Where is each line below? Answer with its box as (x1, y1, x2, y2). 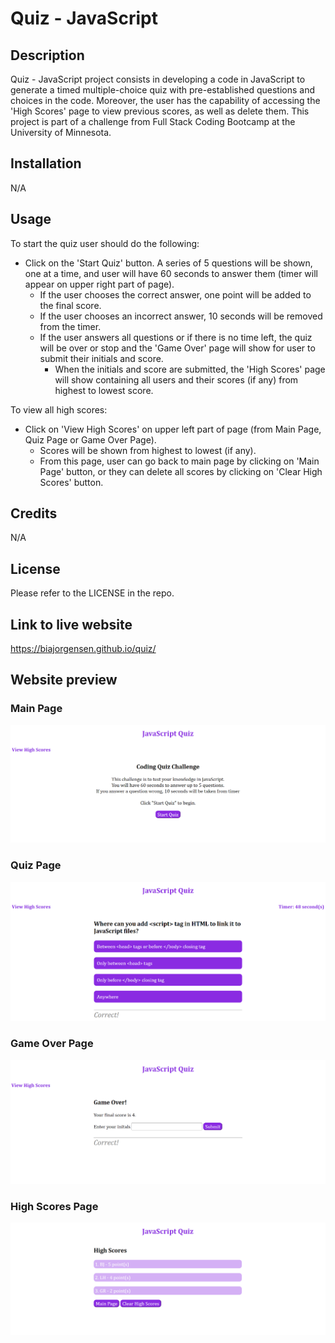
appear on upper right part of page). (24, 278, 175, 290)
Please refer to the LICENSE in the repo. (10, 587, 175, 599)
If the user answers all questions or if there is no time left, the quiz (39, 331, 313, 343)
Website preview (10, 672, 118, 689)
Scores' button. (39, 476, 104, 488)
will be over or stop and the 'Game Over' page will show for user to (39, 342, 316, 354)
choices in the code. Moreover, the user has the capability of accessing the (10, 95, 321, 106)
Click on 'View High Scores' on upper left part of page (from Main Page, (24, 423, 322, 435)
